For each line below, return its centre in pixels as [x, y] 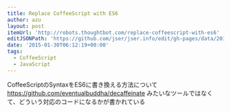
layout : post [26, 26]
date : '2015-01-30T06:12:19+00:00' [58, 45]
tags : [15, 52]
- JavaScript [32, 64]
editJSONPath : [27, 39]
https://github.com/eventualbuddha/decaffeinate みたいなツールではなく [110, 93]
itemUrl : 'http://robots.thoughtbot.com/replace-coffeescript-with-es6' [113, 32]
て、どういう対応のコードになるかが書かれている [76, 101]
